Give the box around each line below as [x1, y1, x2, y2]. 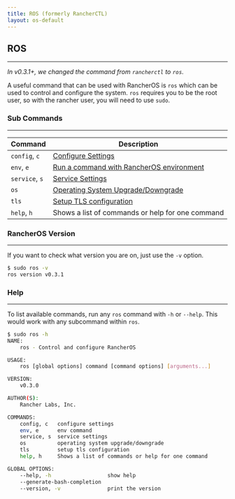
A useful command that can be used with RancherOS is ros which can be [7, 81, 218, 89]
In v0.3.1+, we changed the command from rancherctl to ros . [7, 68, 184, 76]
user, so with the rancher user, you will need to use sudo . [7, 96, 170, 105]
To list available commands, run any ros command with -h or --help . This [7, 310, 218, 318]
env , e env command [20, 427, 92, 434]
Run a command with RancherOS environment [52, 162, 204, 172]
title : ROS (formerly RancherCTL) [7, 10, 108, 17]
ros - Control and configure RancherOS [20, 344, 136, 351]
